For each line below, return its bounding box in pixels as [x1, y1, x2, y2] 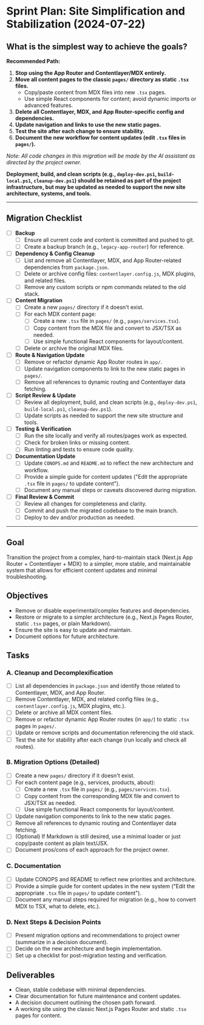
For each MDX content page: [24, 310, 97, 318]
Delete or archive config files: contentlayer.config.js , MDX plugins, [24, 270, 196, 277]
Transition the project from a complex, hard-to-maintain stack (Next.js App [6, 554, 193, 561]
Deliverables [6, 970, 55, 980]
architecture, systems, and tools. [6, 190, 92, 197]
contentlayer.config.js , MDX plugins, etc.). [15, 703, 126, 710]
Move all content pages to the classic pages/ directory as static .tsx [15, 76, 189, 83]
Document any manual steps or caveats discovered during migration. [24, 486, 197, 493]
